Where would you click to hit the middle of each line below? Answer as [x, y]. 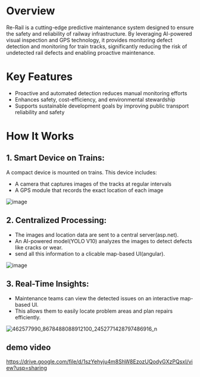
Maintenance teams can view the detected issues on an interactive [97, 298]
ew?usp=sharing [27, 368]
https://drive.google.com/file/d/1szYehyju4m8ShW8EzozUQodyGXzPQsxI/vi [99, 362]
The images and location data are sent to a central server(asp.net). [97, 235]
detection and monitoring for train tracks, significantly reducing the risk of [97, 46]
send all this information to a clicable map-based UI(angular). [90, 253]
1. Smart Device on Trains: [56, 158]
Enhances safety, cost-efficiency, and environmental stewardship [95, 99]
